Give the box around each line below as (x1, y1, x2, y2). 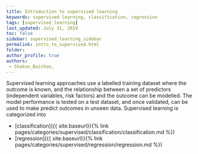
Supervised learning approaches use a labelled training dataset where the (6, 80, 187, 87)
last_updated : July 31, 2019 (6, 25, 78, 31)
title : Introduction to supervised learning (6, 8, 118, 15)
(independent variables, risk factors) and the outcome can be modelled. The (6, 92, 193, 99)
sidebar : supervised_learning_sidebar (6, 36, 102, 42)
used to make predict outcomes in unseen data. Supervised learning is (6, 104, 179, 112)
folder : (6, 47, 25, 53)
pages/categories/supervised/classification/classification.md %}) (14, 129, 175, 136)
